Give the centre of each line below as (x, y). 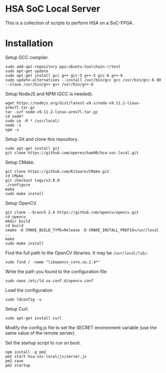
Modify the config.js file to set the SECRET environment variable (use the (81, 327)
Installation (29, 43)
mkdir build (18, 221)
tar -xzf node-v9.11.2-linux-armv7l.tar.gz (52, 112)
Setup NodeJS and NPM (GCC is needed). (49, 94)
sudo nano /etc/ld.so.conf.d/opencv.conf (49, 281)
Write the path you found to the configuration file (56, 271)
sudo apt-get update (27, 71)
